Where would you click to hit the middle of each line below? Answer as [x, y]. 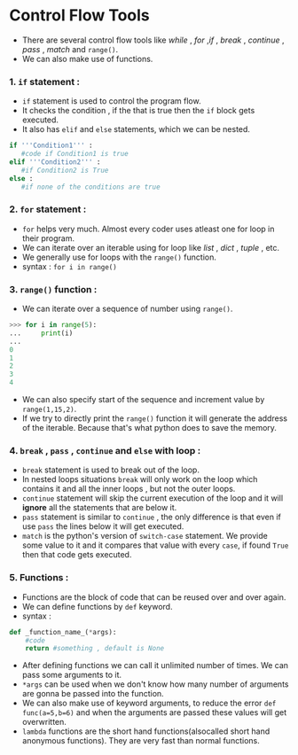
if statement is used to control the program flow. [111, 101]
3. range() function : [53, 289]
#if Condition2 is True [65, 170]
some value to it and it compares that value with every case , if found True [155, 545]
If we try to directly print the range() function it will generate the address [155, 418]
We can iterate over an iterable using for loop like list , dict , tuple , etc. [151, 247]
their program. [48, 238]
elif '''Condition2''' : [55, 162]
